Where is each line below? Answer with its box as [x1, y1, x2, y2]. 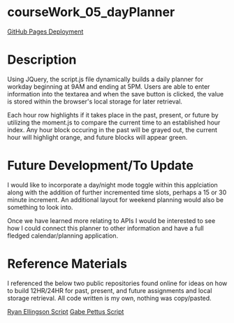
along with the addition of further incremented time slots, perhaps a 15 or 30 [7, 188, 227, 196]
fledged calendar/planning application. [7, 231, 119, 240]
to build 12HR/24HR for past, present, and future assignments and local [7, 286, 212, 294]
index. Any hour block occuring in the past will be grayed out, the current [7, 125, 218, 134]
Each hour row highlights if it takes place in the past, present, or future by [7, 110, 219, 119]
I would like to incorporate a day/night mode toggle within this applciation [7, 180, 218, 189]
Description [7, 52, 77, 68]
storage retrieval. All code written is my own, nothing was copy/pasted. [7, 294, 212, 302]
